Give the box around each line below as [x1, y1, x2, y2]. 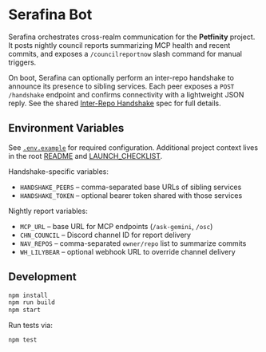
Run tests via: [8, 321, 54, 330]
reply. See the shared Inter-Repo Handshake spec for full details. [8, 98, 221, 108]
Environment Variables [8, 121, 125, 135]
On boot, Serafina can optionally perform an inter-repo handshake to [8, 73, 234, 82]
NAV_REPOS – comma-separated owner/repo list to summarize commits [19, 238, 247, 248]
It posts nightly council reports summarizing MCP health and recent [8, 40, 231, 49]
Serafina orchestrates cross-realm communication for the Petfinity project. [8, 32, 256, 42]
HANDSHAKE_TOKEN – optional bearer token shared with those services [19, 190, 243, 200]
